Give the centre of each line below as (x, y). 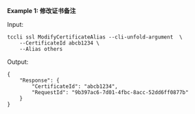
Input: (15, 24)
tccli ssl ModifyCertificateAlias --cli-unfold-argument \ (95, 37)
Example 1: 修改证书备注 (42, 11)
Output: (18, 62)
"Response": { (39, 80)
